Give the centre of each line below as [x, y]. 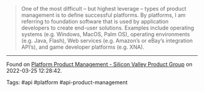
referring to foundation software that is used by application [95, 21]
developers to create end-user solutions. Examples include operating [107, 28]
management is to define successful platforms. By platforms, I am [104, 15]
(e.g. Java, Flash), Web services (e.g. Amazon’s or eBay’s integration [107, 41]
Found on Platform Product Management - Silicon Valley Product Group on [99, 64]
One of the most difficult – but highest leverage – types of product [104, 9]
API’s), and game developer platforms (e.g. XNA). [83, 47]
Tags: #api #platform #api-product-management [67, 82]
